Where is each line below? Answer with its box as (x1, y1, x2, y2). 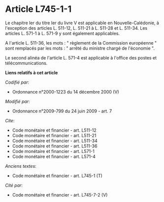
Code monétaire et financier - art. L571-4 (12, 153, 96, 159)
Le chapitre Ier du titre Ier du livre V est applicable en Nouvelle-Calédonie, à (5, 20, 159, 26)
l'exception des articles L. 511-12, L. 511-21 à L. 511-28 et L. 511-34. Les (5, 25, 148, 31)
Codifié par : (5, 79, 30, 85)
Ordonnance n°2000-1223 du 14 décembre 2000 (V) (12, 89, 119, 95)
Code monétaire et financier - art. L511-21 (12, 132, 97, 138)
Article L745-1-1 (5, 3, 72, 15)
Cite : (5, 117, 15, 123)
